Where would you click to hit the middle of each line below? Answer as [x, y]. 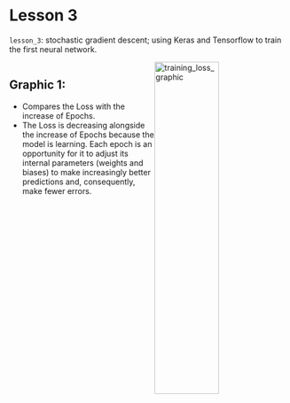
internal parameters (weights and [82, 163]
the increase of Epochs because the [88, 135]
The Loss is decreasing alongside [83, 125]
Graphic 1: [38, 85]
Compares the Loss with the [74, 106]
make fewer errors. [57, 190]
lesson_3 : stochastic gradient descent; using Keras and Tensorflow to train [145, 40]
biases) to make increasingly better [86, 172]
